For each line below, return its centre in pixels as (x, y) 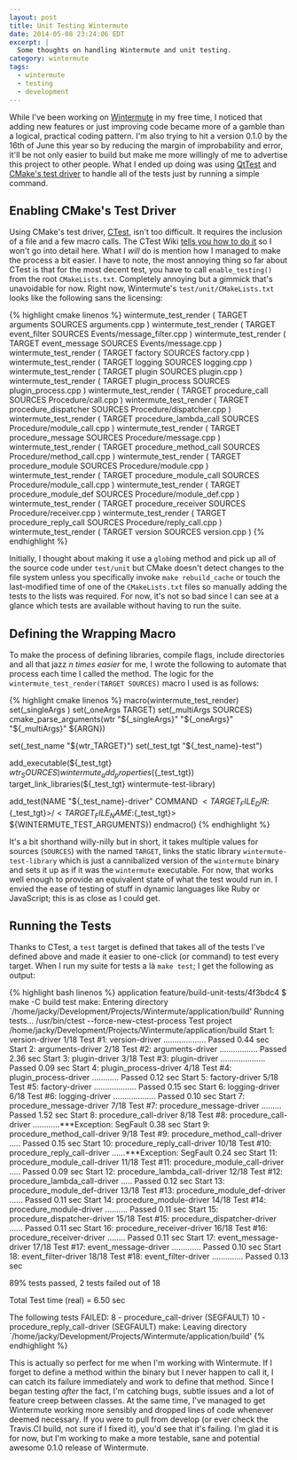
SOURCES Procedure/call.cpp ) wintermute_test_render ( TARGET (129, 400)
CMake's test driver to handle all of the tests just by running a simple (134, 173)
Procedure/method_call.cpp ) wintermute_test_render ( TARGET (125, 457)
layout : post (33, 17)
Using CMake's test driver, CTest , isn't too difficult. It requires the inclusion (146, 232)
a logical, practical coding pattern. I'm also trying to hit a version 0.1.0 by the (148, 136)
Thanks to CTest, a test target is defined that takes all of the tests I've (137, 947)
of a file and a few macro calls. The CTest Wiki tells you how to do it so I (141, 241)
